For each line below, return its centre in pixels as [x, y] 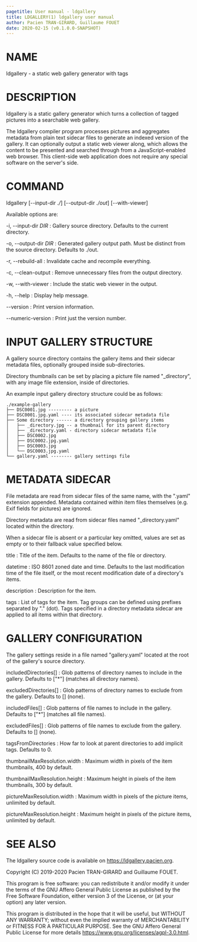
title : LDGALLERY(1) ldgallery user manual [60, 17]
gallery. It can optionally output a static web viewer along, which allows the [97, 144]
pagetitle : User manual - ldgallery [51, 12]
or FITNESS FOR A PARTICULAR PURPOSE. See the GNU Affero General [94, 926]
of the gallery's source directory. [46, 661]
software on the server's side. [42, 163]
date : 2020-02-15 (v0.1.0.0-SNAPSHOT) [54, 28]
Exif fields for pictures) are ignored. [49, 508]
